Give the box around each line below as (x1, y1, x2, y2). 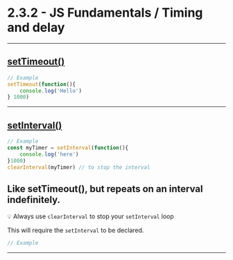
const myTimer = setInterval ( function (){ (7, 144, 129, 151)
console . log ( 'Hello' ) (19, 87, 82, 95)
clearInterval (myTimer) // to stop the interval (7, 163, 150, 171)
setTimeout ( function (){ (7, 81, 76, 88)
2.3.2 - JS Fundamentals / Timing (7, 5, 203, 21)
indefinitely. (7, 193, 61, 206)
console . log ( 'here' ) (19, 151, 79, 158)
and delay (7, 19, 65, 35)
